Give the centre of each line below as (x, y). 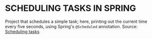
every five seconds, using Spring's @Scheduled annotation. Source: (71, 26)
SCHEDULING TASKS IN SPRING (71, 8)
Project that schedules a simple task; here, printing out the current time (76, 21)
